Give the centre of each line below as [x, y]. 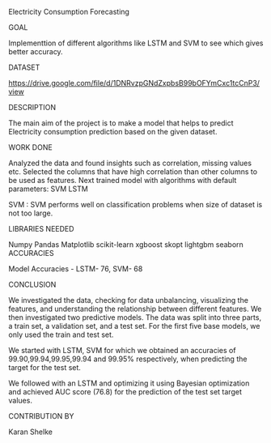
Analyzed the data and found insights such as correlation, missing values [130, 163]
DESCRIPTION [32, 107]
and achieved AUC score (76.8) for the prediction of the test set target [125, 392]
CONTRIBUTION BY [41, 416]
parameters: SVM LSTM [49, 189]
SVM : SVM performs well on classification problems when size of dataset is [135, 204]
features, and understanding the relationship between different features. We [135, 309]
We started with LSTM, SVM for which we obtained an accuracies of [122, 350]
